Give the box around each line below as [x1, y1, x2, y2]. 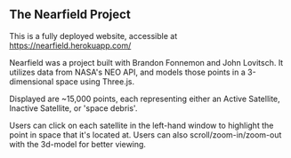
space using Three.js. [55, 75, 135, 87]
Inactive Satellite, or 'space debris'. [9, 102, 138, 114]
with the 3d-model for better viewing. [9, 138, 147, 149]
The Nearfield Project [9, 7, 131, 22]
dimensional [9, 75, 54, 87]
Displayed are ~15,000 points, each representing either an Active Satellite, [9, 93, 280, 104]
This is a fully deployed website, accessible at [9, 30, 178, 41]
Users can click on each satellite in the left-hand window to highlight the [9, 120, 274, 130]
